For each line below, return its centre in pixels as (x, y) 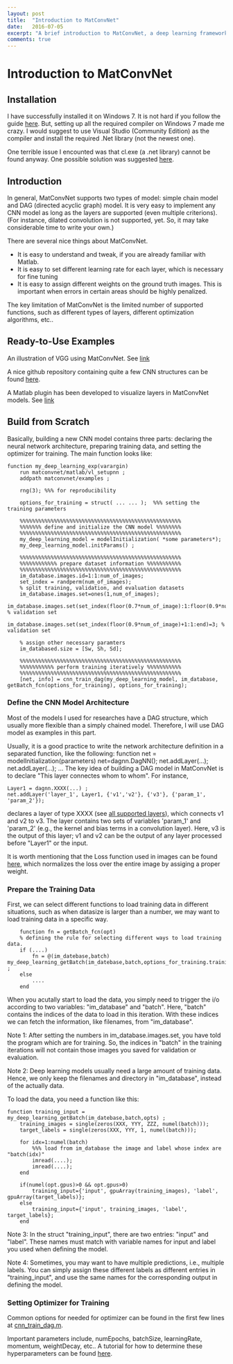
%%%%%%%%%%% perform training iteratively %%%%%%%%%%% (101, 667)
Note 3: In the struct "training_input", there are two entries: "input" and (108, 1235)
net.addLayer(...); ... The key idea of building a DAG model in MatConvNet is (115, 768)
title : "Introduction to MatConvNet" (63, 20)
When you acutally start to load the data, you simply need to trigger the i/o (113, 1000)
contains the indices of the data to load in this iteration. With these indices (113, 1014)
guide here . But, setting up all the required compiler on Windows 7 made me (116, 124)
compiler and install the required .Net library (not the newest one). (101, 138)
